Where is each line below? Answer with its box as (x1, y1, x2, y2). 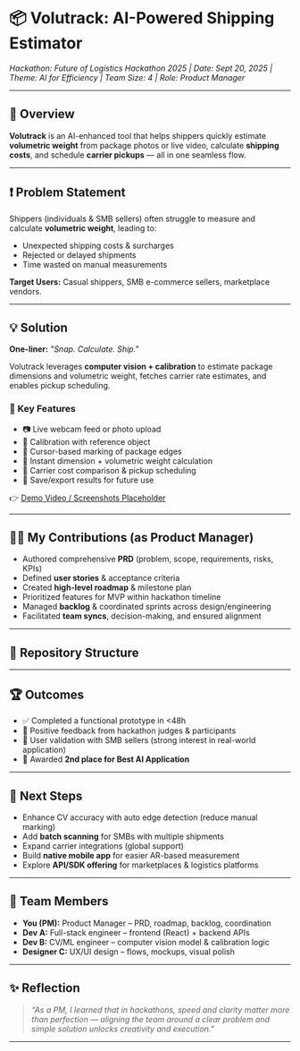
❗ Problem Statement (9, 185, 127, 201)
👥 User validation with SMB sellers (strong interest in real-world (21, 735, 256, 746)
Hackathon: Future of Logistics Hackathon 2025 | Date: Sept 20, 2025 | (9, 63, 273, 73)
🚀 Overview (9, 107, 75, 122)
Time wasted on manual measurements (21, 259, 168, 269)
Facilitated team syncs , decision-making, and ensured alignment (21, 611, 262, 621)
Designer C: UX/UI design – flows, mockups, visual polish (21, 946, 235, 957)
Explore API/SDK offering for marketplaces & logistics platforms (21, 859, 259, 870)
